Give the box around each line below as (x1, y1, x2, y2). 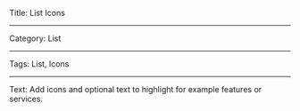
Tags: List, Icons (9, 59, 70, 69)
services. (9, 93, 43, 104)
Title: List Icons (9, 8, 65, 18)
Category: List (9, 33, 62, 44)
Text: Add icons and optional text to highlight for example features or (9, 84, 262, 94)
